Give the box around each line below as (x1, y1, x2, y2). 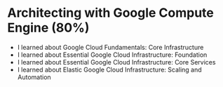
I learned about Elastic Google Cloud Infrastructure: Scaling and (17, 65, 202, 74)
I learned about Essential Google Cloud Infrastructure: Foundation (17, 51, 208, 59)
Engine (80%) (7, 20, 90, 36)
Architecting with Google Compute (7, 5, 214, 21)
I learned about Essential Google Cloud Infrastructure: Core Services (17, 58, 216, 66)
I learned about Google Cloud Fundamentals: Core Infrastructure (17, 43, 204, 51)
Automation (17, 72, 51, 81)
